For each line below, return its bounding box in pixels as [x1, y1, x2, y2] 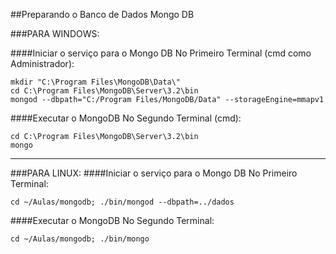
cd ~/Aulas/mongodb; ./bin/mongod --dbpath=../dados [10, 197, 235, 207]
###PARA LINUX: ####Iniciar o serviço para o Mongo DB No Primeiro [10, 167, 298, 179]
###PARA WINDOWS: [10, 28, 100, 39]
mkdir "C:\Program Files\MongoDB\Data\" [10, 77, 182, 87]
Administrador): [10, 58, 75, 69]
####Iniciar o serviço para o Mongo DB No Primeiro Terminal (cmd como [10, 47, 312, 59]
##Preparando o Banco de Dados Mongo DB [10, 9, 195, 20]
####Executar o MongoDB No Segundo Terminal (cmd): [10, 112, 242, 124]
